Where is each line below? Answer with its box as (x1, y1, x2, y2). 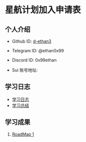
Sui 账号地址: (12, 67, 38, 73)
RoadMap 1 (12, 131, 35, 137)
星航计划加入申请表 (5, 4, 81, 16)
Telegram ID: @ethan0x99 (12, 48, 64, 53)
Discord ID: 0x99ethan (12, 57, 57, 63)
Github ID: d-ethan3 (12, 38, 51, 44)
